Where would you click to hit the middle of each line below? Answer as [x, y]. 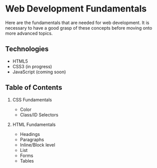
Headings [30, 134]
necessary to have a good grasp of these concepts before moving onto [79, 28]
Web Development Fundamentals [76, 9]
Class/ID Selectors [39, 115]
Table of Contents [34, 88]
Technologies [27, 49]
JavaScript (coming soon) [39, 72]
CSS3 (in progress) [32, 66]
